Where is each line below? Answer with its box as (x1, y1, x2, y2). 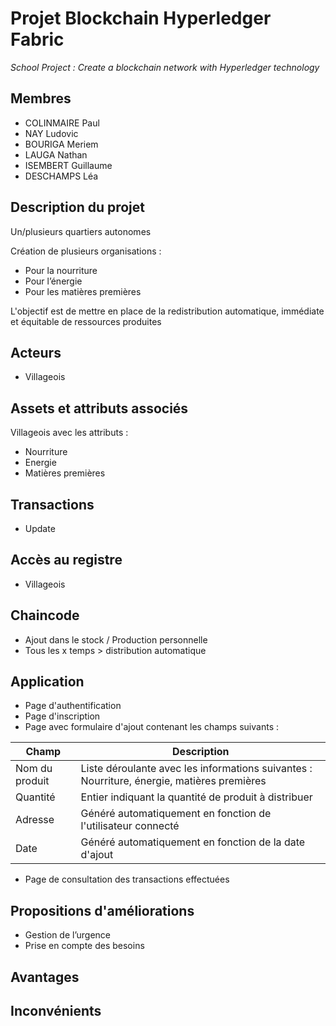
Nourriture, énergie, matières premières (80, 774, 267, 788)
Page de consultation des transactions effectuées (24, 873, 230, 886)
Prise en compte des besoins (24, 940, 145, 952)
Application (10, 673, 85, 691)
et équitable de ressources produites (10, 315, 162, 327)
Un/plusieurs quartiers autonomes (10, 225, 152, 237)
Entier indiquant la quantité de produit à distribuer (80, 790, 313, 804)
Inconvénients (10, 1003, 102, 1020)
